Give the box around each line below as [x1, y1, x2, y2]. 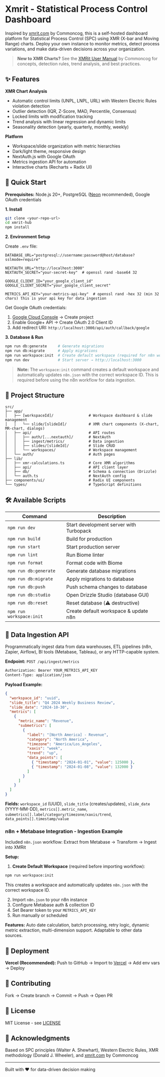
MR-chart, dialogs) [5, 426, 45, 431]
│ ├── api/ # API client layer [5, 465, 129, 469]
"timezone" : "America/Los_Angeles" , [27, 741, 102, 747]
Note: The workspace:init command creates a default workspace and [17, 366, 159, 372]
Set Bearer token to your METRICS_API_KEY [12, 907, 96, 913]
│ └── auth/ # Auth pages [5, 452, 115, 457]
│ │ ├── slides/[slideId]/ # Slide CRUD [5, 443, 115, 448]
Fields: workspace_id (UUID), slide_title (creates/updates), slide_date [5, 801, 150, 807]
